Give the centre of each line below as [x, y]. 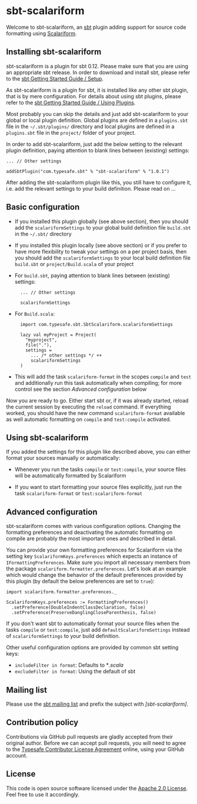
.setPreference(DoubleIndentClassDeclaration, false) [79, 607]
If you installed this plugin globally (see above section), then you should [101, 221]
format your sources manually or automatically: [63, 458]
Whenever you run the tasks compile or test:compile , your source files [100, 470]
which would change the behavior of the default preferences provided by [95, 575]
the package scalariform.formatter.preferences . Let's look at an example [96, 569]
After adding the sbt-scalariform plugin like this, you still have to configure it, [99, 182]
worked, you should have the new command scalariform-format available [96, 413]
